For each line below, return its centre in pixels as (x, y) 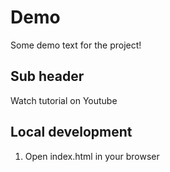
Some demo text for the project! (76, 45)
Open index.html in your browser (92, 156)
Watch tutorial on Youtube (64, 100)
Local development (71, 132)
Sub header (47, 76)
